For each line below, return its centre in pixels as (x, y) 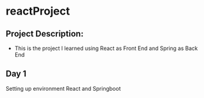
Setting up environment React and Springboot (63, 88)
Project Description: (45, 34)
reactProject (38, 11)
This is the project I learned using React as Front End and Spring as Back (106, 48)
